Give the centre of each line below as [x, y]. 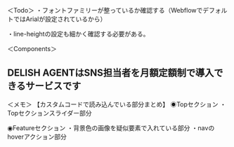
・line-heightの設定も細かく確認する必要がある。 [78, 34]
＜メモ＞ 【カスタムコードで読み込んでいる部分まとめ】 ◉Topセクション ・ [117, 104]
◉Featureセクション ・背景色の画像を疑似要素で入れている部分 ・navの [111, 127]
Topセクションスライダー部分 [50, 113]
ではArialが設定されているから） [60, 19]
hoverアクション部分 [37, 136]
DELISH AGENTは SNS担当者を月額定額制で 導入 [111, 73]
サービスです [53, 86]
